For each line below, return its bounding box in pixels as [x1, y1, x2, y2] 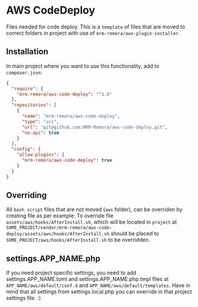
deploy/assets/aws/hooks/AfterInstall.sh [6, 231, 110, 237]
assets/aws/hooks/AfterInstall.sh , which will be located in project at [6, 219, 177, 226]
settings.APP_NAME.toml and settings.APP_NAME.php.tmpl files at [6, 276, 169, 283]
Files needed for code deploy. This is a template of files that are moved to [6, 23, 186, 30]
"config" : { [11, 146, 41, 152]
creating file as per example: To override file [6, 212, 114, 219]
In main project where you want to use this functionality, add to [6, 62, 160, 69]
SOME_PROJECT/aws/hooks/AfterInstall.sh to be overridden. [6, 236, 151, 244]
